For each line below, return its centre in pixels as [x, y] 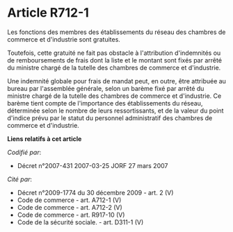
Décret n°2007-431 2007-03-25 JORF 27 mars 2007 [93, 165]
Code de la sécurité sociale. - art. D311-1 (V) [80, 222]
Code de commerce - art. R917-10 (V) [71, 215]
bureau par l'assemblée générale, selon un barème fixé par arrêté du [106, 88]
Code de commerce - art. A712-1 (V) [69, 200]
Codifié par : [24, 152]
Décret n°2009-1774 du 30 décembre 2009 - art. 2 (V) [95, 192]
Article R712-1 [48, 13]
